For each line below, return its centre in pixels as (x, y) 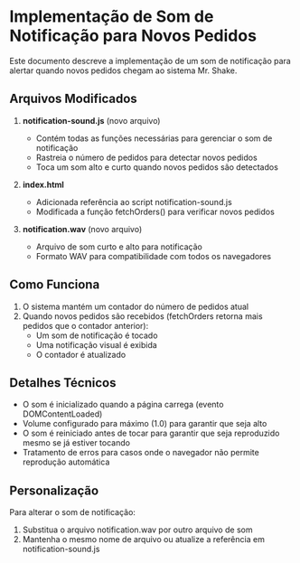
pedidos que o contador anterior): (85, 325)
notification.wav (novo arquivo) (82, 229)
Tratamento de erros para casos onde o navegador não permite (141, 453)
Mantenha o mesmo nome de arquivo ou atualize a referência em (143, 540)
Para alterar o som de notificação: (72, 512)
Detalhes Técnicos (63, 383)
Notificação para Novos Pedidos (133, 36)
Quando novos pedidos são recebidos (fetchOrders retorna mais (143, 316)
